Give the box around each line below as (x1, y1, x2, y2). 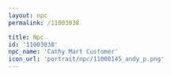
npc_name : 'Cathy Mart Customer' (8, 48, 119, 56)
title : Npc (8, 33, 44, 41)
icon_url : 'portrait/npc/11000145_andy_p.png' (8, 55, 165, 63)
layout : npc (8, 11, 47, 20)
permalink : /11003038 (8, 19, 80, 27)
